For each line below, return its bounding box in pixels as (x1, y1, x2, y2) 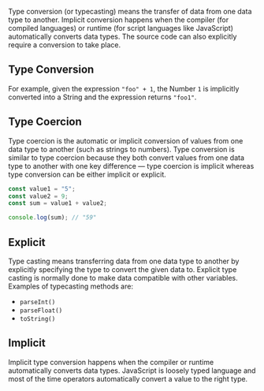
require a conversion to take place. (8, 40, 121, 50)
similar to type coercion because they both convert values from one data (8, 153, 245, 162)
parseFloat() (19, 307, 63, 315)
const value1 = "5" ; (8, 184, 76, 192)
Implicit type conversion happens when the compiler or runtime (8, 357, 214, 367)
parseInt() (19, 298, 56, 306)
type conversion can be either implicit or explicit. (8, 169, 167, 179)
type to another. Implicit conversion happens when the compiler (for (8, 15, 229, 24)
